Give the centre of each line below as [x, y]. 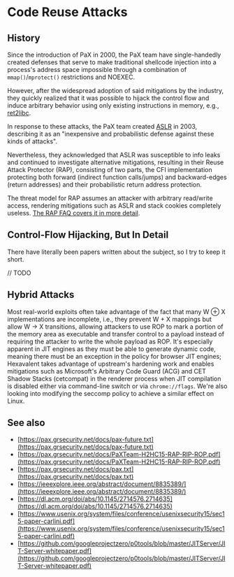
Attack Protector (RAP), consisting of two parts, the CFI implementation [110, 170]
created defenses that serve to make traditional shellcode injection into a [112, 62]
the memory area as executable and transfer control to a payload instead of [116, 334]
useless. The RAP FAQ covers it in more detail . [74, 213]
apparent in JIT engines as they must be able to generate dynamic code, [112, 349]
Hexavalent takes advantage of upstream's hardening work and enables [111, 364]
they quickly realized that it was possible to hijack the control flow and [108, 98]
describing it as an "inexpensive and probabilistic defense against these [111, 134]
